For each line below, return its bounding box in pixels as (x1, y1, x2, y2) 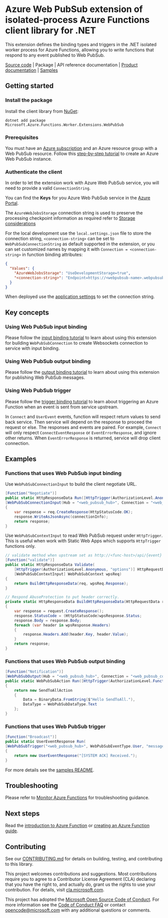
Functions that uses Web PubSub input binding (5, 470, 121, 477)
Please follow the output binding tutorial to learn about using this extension (5, 369, 159, 375)
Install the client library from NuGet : (5, 108, 78, 114)
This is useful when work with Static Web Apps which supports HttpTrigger (5, 538, 161, 544)
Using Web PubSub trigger (5, 387, 71, 394)
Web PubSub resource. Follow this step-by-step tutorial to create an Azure (5, 150, 159, 157)
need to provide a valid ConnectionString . (5, 185, 91, 191)
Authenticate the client (5, 168, 62, 175)
